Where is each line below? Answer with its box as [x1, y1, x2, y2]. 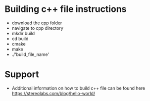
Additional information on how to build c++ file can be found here [11, 85, 146, 91]
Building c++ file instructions [4, 3, 127, 15]
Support [4, 69, 39, 80]
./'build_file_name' [11, 51, 50, 57]
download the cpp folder [11, 20, 62, 26]
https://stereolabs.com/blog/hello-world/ [11, 90, 95, 96]
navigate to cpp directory [11, 25, 64, 31]
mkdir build [11, 30, 35, 36]
